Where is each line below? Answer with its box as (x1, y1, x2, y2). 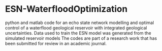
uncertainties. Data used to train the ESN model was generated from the (5, 30, 152, 36)
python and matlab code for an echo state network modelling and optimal (5, 20, 154, 25)
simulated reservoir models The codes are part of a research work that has (5, 35, 157, 41)
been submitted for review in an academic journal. (5, 40, 107, 46)
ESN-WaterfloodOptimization (5, 3, 128, 15)
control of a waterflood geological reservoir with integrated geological (5, 25, 147, 30)
